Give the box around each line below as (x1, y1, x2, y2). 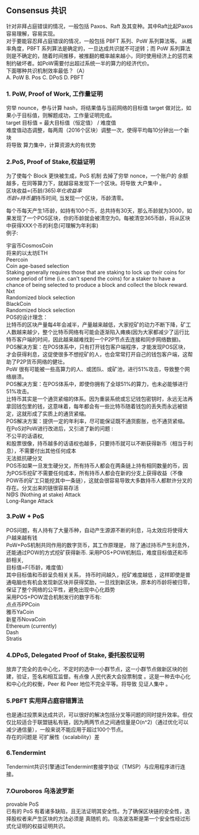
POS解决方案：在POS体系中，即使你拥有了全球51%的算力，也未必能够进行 (6, 381, 188, 388)
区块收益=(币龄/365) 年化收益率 (6, 187, 82, 194)
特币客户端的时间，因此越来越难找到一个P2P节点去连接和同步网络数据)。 (6, 336, 184, 343)
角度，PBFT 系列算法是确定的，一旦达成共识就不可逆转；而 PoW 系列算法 (11, 45, 191, 52)
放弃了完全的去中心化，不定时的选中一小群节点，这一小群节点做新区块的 (6, 666, 182, 672)
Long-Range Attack (6, 498, 54, 505)
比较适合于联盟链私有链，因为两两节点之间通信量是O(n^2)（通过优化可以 (11, 719, 189, 726)
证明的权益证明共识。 (16, 822, 69, 830)
